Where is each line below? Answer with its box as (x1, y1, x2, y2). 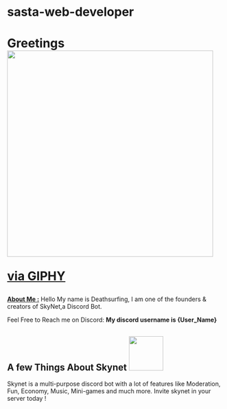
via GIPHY (7, 269, 66, 284)
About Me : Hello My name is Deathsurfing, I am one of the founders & (7, 295, 207, 303)
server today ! (7, 395, 47, 403)
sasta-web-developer (7, 4, 134, 20)
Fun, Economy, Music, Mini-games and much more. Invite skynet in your (7, 387, 211, 395)
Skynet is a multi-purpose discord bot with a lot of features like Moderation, (7, 379, 221, 388)
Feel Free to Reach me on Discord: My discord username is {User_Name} (7, 316, 217, 324)
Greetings (7, 36, 65, 52)
